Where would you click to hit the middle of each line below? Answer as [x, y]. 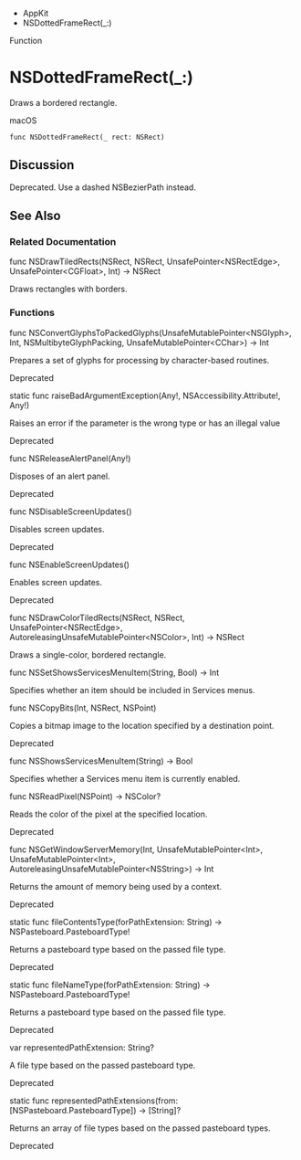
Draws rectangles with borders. [68, 289]
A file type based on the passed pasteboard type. [103, 1065]
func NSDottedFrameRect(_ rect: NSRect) [88, 137]
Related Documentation [63, 242]
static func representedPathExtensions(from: [94, 1101]
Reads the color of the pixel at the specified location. [109, 814]
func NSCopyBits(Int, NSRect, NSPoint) [83, 708]
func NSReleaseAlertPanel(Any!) [70, 458]
